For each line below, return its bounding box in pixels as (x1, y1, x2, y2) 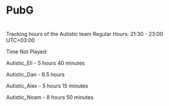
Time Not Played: (6, 48, 48, 55)
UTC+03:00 (6, 37, 35, 44)
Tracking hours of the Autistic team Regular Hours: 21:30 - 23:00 (6, 31, 164, 38)
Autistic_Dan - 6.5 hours (6, 71, 65, 78)
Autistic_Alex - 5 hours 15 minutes (6, 82, 88, 90)
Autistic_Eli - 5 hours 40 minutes (6, 59, 85, 67)
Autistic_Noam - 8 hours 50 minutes (6, 94, 94, 101)
